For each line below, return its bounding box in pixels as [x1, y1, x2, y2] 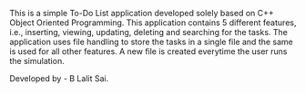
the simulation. [9, 56, 66, 66]
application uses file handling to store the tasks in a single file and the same [9, 36, 294, 47]
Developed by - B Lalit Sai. [9, 73, 109, 84]
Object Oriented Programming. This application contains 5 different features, [9, 17, 297, 28]
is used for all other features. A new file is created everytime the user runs [9, 46, 288, 57]
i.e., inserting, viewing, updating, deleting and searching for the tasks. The [9, 27, 289, 37]
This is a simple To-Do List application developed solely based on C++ [9, 8, 275, 18]
